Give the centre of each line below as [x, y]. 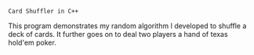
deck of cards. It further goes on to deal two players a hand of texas [118, 34]
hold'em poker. [32, 42]
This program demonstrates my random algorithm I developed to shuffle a [127, 26]
